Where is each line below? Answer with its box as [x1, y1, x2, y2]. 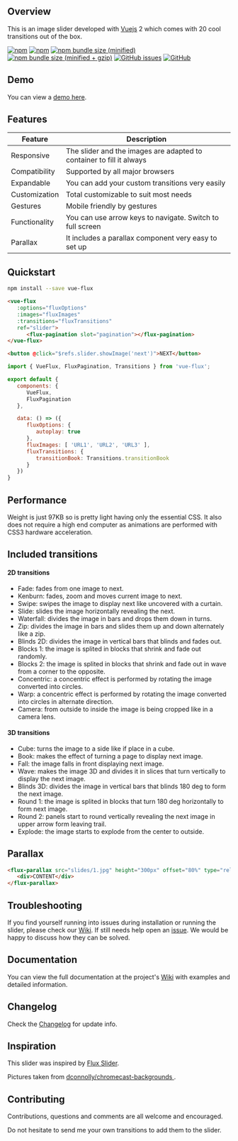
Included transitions [7, 549, 98, 561]
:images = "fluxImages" [16, 311, 81, 318]
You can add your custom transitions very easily [66, 178, 226, 188]
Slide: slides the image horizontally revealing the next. [17, 607, 176, 615]
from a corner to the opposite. [17, 667, 106, 676]
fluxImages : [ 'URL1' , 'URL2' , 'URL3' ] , [25, 441, 151, 448]
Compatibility [11, 167, 55, 177]
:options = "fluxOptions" [16, 304, 87, 312]
